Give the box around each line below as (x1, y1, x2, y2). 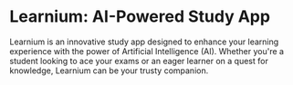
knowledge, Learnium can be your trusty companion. (9, 65, 209, 76)
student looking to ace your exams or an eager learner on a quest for (9, 55, 269, 66)
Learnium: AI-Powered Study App (9, 6, 271, 27)
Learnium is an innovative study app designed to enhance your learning (9, 36, 279, 47)
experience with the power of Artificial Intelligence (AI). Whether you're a (9, 45, 285, 56)
